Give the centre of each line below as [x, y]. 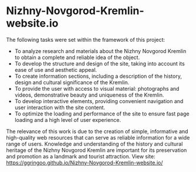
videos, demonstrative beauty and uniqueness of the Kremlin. [89, 95]
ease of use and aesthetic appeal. [56, 70]
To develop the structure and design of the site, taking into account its [100, 64]
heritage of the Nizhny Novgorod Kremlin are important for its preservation [97, 150]
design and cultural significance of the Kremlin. [72, 82]
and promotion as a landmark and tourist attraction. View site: [81, 156]
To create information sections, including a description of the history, [98, 76]
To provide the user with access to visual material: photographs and [97, 88]
